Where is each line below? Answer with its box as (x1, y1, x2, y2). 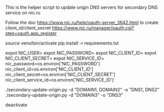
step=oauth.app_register (5, 30, 57, 36)
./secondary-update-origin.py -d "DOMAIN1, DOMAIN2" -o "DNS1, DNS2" (5, 87, 160, 93)
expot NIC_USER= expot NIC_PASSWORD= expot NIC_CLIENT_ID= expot (5, 50, 156, 56)
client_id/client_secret (5, 25, 51, 31)
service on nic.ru (5, 10, 41, 16)
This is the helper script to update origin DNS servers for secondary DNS (5, 5, 158, 10)
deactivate (5, 102, 27, 108)
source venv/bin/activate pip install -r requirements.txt (5, 40, 119, 46)
